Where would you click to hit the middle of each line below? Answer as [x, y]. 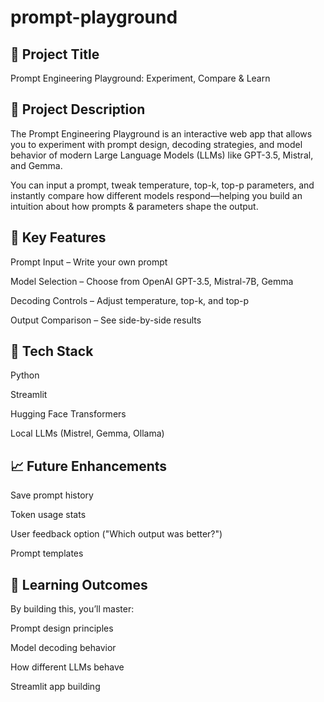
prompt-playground [94, 17]
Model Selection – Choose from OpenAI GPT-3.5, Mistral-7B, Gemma [152, 281]
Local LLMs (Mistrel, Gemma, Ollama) [87, 433]
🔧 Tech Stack [52, 351]
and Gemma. [36, 165]
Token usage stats [48, 515]
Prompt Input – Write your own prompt [89, 262]
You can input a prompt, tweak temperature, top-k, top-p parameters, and [162, 185]
